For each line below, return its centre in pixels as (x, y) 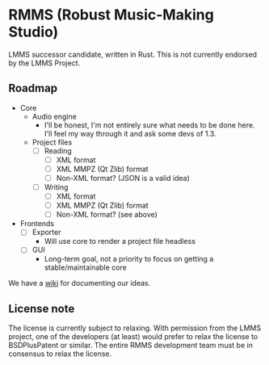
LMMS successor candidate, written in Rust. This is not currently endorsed (132, 54)
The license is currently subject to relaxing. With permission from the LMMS (134, 328)
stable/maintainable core (85, 267)
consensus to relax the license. (60, 354)
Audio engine (54, 116)
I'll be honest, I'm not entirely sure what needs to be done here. (149, 125)
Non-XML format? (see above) (107, 215)
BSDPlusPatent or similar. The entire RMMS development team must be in (130, 346)
